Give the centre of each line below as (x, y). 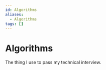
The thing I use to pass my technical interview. (53, 62)
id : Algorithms (21, 10)
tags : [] (14, 24)
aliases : (14, 14)
